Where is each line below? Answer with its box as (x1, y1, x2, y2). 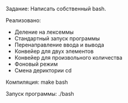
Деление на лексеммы (14, 28, 74, 36)
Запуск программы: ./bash (5, 90, 74, 97)
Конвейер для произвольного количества (14, 54, 123, 61)
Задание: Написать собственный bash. (5, 5, 106, 12)
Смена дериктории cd (14, 67, 72, 74)
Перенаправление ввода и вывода (14, 42, 104, 48)
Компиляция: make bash (5, 78, 68, 86)
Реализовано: (5, 17, 42, 23)
